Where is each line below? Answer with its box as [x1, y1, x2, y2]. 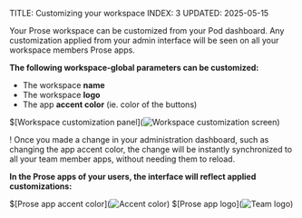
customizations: [9, 181, 73, 192]
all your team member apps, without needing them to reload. [9, 154, 236, 164]
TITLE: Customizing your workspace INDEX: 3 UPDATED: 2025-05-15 [9, 8, 269, 18]
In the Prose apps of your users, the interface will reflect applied [9, 172, 257, 182]
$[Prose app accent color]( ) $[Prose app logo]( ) [9, 199, 294, 209]
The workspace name [22, 80, 106, 90]
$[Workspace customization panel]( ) [9, 117, 280, 127]
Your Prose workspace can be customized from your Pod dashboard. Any [9, 25, 285, 35]
